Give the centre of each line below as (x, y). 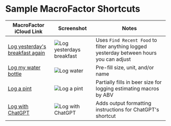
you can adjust (113, 59)
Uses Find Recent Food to (126, 40)
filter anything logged (121, 46)
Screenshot (73, 28)
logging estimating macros (127, 88)
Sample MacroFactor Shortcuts (73, 9)
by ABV (105, 95)
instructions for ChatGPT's (127, 109)
